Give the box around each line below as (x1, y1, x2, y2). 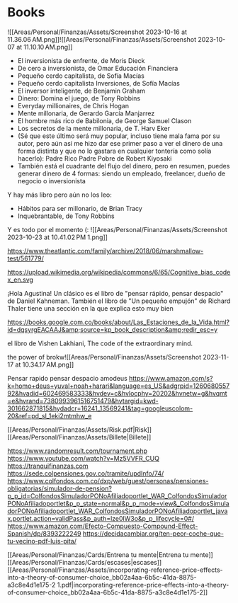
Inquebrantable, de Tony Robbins (17, 212, 115, 220)
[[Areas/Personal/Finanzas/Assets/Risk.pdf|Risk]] (7, 425, 152, 434)
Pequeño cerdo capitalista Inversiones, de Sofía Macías (17, 79, 181, 87)
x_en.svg (7, 275, 34, 284)
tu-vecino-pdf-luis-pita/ (7, 536, 76, 545)
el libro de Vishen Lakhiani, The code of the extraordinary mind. (7, 339, 193, 348)
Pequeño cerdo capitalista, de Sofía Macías (17, 71, 145, 80)
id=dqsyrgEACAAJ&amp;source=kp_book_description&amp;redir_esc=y (7, 325, 218, 333)
